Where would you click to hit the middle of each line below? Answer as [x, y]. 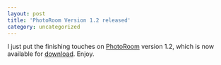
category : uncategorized [44, 27]
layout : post [26, 14]
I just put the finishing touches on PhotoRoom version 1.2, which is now [111, 47]
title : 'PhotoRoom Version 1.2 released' [69, 20]
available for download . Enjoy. [51, 54]
